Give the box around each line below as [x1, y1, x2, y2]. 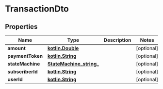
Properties [5, 23, 38, 31]
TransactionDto [5, 3, 69, 14]
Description [103, 37, 131, 43]
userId [7, 76, 23, 83]
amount [7, 45, 26, 51]
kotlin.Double [47, 45, 79, 51]
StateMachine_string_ [47, 61, 99, 67]
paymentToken [7, 53, 43, 59]
